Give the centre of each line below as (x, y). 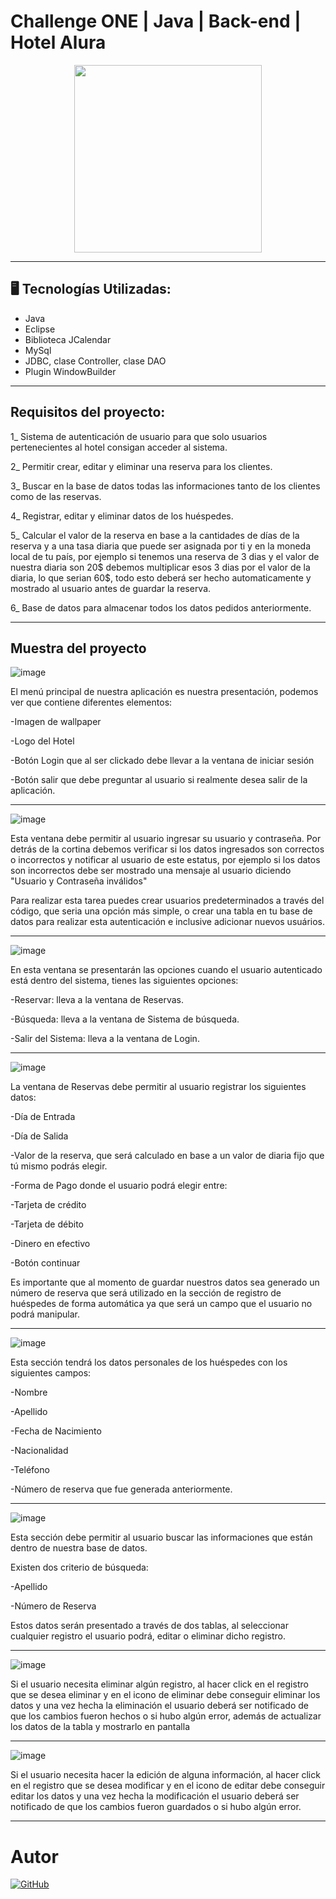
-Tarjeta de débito (47, 1224)
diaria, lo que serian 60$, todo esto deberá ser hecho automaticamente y (161, 577)
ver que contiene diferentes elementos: (91, 702)
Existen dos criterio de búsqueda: (79, 1567)
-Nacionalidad (39, 1451)
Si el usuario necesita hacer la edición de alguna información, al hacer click (165, 1775)
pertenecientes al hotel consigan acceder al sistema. (119, 447)
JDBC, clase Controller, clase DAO (95, 361)
